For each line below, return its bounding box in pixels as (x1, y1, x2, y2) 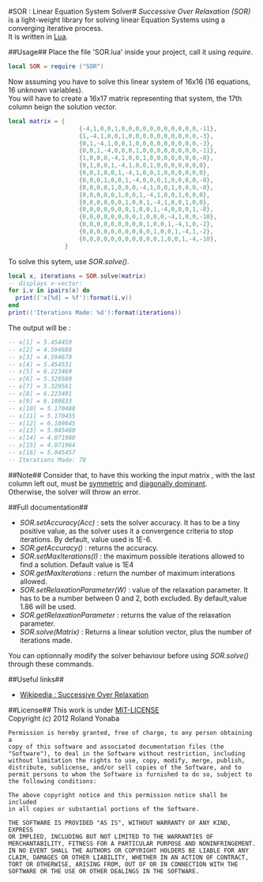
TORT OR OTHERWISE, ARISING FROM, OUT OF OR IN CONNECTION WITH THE (8, 860, 239, 869)
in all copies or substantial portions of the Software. (8, 804, 200, 813)
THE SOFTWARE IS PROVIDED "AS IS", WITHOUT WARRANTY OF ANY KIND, (8, 819, 231, 827)
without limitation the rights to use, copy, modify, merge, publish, (8, 756, 246, 764)
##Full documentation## (8, 502, 88, 512)
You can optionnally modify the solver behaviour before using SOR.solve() (8, 650, 249, 660)
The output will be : (8, 323, 71, 332)
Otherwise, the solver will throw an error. (8, 486, 141, 497)
